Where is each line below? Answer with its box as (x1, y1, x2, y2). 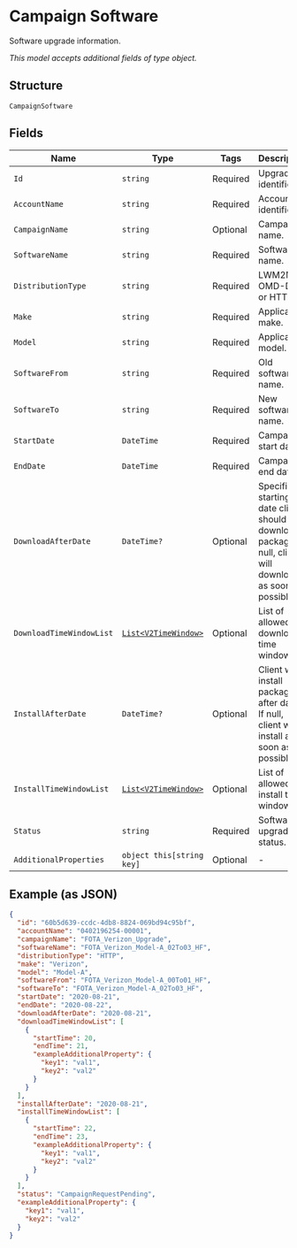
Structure (9, 78, 64, 94)
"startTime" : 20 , (32, 1033, 97, 1043)
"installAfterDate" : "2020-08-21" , (17, 1099, 148, 1108)
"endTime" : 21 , (32, 1042, 89, 1051)
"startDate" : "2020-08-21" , (17, 992, 121, 1001)
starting (257, 491, 291, 503)
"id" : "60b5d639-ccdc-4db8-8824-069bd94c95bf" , (17, 918, 196, 928)
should (257, 513, 287, 525)
